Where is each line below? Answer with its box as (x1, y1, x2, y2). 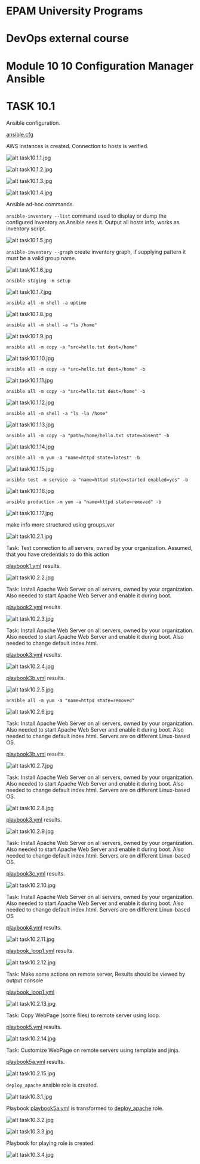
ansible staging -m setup (6, 278, 70, 284)
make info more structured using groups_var (6, 521, 115, 528)
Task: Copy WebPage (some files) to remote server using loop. (6, 1012, 161, 1019)
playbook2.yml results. (6, 603, 62, 610)
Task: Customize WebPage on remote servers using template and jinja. (6, 1046, 180, 1054)
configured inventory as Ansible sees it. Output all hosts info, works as (6, 218, 180, 225)
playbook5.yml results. (6, 1023, 62, 1030)
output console (6, 976, 44, 984)
